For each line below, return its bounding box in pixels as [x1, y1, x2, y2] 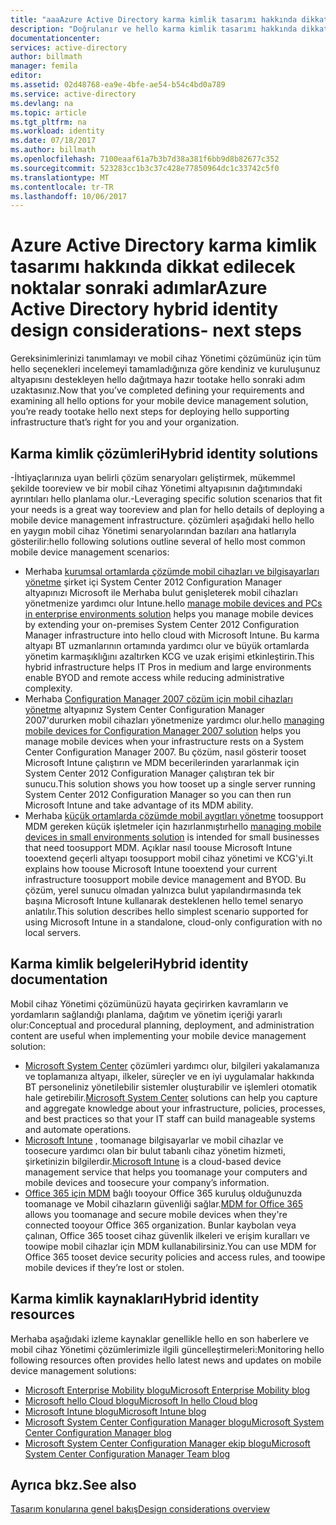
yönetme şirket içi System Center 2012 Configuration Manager [24, 576, 282, 588]
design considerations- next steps [10, 319, 302, 342]
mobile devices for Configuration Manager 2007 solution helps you [24, 725, 301, 736]
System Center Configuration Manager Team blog [24, 1447, 231, 1460]
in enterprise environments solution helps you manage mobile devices [24, 608, 314, 620]
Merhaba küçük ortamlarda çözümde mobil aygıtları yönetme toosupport [24, 810, 324, 821]
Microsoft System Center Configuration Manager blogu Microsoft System [24, 1416, 325, 1428]
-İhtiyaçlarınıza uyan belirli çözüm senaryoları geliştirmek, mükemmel [10, 472, 296, 483]
